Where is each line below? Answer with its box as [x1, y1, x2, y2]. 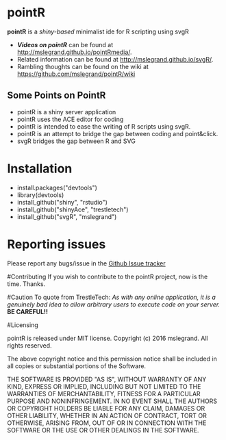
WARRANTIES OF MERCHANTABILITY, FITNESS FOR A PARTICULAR [7, 389, 201, 398]
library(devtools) [16, 190, 64, 199]
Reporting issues [7, 236, 106, 252]
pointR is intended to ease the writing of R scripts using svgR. [16, 122, 191, 131]
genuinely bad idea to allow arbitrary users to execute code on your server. [7, 300, 221, 309]
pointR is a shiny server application [16, 107, 116, 116]
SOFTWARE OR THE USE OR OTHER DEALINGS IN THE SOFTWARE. [7, 426, 199, 434]
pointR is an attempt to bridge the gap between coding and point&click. [16, 129, 218, 138]
